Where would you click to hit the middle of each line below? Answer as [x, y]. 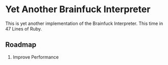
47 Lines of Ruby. [24, 28]
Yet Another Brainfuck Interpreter [78, 9]
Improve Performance [35, 57]
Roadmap [21, 45]
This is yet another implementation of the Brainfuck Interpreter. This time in [84, 23]
